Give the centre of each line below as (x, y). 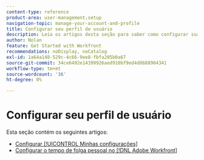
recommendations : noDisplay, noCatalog (57, 52)
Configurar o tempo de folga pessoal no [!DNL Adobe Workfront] (96, 150)
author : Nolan (24, 40)
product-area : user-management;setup (54, 18)
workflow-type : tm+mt (34, 68)
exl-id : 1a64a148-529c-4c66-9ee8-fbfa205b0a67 (66, 57)
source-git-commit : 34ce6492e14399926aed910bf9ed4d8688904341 (87, 63)
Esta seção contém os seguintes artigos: (57, 132)
